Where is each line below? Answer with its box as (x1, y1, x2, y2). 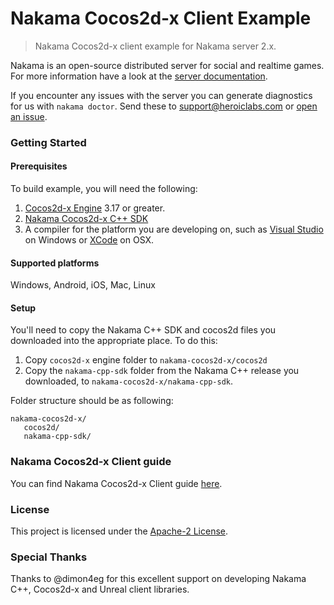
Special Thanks (10, 550, 88, 564)
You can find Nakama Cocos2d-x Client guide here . (10, 477, 223, 489)
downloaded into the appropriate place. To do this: (10, 335, 218, 347)
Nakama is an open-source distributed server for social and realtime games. (10, 59, 325, 71)
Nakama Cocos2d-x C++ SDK (24, 213, 149, 225)
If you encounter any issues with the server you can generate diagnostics (10, 89, 313, 101)
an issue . (10, 110, 48, 122)
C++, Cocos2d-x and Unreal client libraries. (10, 583, 190, 596)
